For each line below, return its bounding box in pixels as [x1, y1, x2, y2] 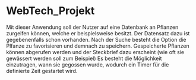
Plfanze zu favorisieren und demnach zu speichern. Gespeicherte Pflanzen [6, 42, 189, 49]
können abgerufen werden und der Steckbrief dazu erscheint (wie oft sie [6, 48, 185, 55]
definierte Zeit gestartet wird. [6, 67, 78, 74]
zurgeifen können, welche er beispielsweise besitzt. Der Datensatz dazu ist [6, 29, 190, 36]
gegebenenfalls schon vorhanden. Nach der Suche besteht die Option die [6, 36, 186, 43]
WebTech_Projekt [6, 4, 95, 18]
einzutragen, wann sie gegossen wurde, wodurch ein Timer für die [6, 61, 169, 68]
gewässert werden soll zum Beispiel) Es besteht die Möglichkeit [6, 55, 162, 62]
